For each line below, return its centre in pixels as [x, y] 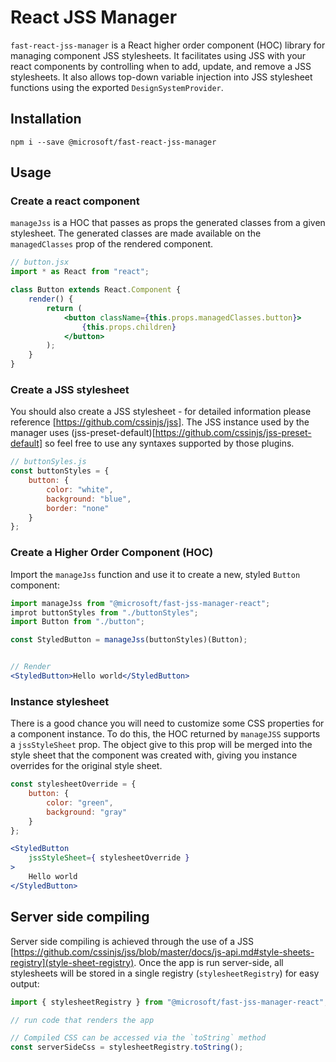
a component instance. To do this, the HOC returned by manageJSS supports [165, 734]
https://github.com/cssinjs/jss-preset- [233, 433]
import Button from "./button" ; [77, 622]
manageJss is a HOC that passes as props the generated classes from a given [168, 223]
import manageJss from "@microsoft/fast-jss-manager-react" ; [140, 603]
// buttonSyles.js [48, 462]
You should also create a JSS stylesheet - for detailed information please [161, 412]
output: [25, 983]
